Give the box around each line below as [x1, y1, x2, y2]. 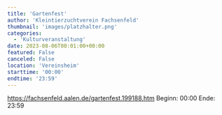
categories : [7, 29, 42, 37]
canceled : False [7, 56, 55, 63]
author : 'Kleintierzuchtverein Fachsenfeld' [7, 17, 139, 24]
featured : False [7, 49, 55, 56]
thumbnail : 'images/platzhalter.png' [7, 23, 118, 30]
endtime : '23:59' [7, 75, 58, 82]
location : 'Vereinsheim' [7, 62, 80, 69]
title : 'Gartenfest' [7, 10, 68, 17]
